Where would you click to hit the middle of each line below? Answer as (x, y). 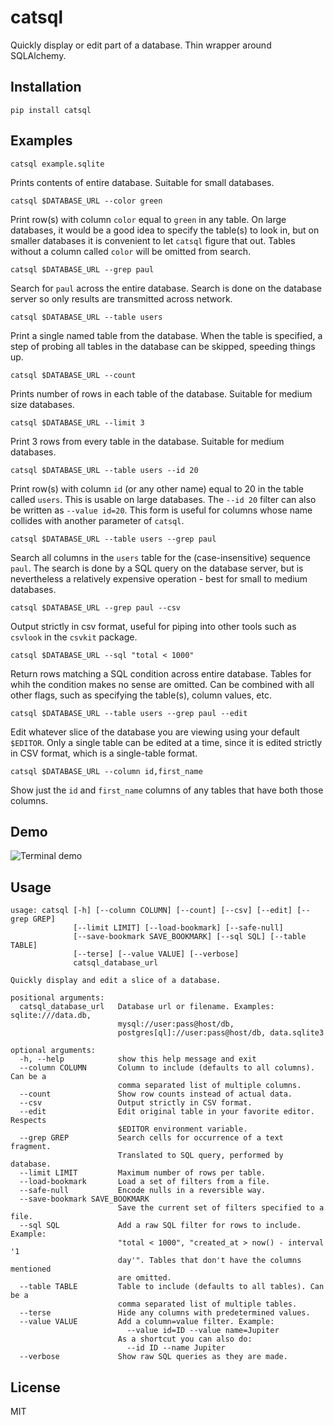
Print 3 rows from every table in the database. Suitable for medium (147, 441)
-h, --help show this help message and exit (138, 1059)
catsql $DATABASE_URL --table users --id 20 (104, 470)
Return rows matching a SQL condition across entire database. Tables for (161, 673)
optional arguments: (53, 1051)
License (35, 1387)
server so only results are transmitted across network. (121, 298)
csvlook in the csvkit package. (74, 637)
